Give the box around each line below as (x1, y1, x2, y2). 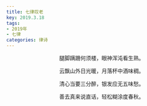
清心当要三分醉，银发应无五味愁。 (59, 80, 144, 87)
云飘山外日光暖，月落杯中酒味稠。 (59, 67, 144, 75)
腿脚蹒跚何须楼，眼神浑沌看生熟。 (59, 55, 144, 61)
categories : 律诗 (6, 37, 48, 43)
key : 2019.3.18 (6, 15, 45, 21)
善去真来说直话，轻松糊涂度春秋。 (59, 93, 144, 100)
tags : (6, 20, 20, 26)
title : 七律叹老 (6, 8, 44, 15)
